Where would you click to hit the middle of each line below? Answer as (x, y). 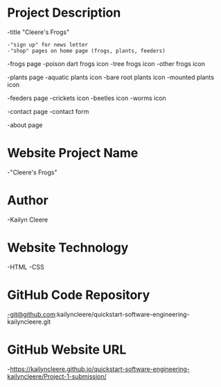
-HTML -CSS (26, 267)
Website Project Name (73, 153)
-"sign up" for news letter (48, 44)
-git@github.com (31, 314)
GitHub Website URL (67, 349)
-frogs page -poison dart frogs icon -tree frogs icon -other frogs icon (106, 63)
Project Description (64, 13)
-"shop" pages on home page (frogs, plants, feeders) (87, 51)
